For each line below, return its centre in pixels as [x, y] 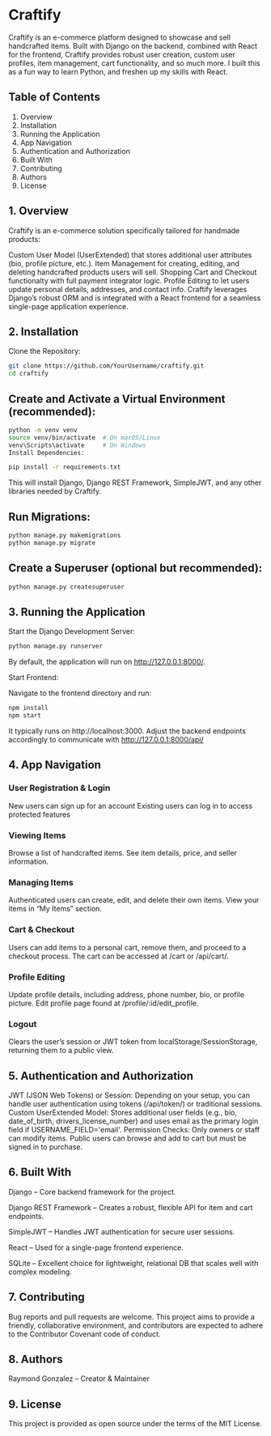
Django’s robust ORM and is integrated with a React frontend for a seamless [135, 298]
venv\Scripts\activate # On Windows [78, 445]
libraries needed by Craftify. [55, 491]
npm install [28, 708]
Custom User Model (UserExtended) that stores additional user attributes [130, 255]
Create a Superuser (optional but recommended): [135, 568]
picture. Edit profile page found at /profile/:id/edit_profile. [104, 1003]
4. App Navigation [55, 765]
